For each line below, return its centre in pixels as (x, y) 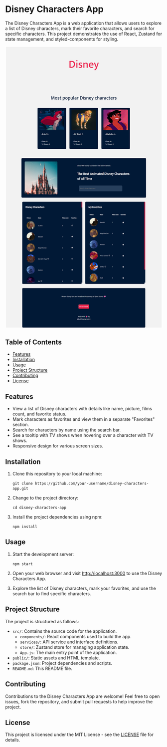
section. (21, 425)
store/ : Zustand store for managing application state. (75, 647)
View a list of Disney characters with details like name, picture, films (82, 409)
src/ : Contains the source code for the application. (65, 631)
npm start (23, 564)
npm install (25, 527)
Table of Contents (34, 342)
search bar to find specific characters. (52, 593)
